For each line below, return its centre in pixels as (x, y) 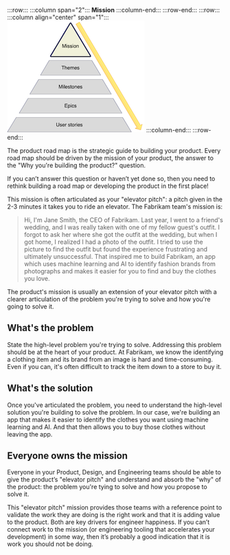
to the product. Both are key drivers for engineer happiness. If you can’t (108, 522)
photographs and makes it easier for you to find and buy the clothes (120, 271)
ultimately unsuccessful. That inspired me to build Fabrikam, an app (120, 256)
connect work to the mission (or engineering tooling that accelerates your (111, 530)
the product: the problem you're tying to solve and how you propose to (107, 487)
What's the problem (50, 328)
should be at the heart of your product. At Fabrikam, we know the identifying (115, 352)
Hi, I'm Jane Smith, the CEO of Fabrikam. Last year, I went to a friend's (123, 220)
